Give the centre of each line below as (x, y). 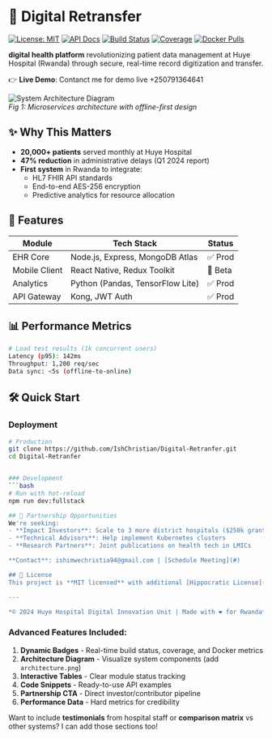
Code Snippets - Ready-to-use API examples (96, 685)
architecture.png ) (51, 667)
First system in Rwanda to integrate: (81, 169)
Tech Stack (135, 243)
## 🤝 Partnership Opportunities (63, 515)
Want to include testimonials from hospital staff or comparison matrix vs (131, 717)
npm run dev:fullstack (47, 501)
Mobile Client (38, 270)
